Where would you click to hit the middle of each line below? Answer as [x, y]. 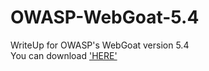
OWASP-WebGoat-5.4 [105, 17]
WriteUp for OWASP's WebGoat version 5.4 [100, 45]
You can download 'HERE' [64, 55]
